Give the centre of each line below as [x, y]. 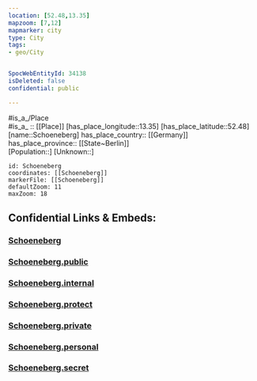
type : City [26, 38]
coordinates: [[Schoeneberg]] [58, 173]
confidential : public [44, 88]
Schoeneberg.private [50, 326]
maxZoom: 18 [28, 194]
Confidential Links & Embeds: [82, 218]
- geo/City [26, 52]
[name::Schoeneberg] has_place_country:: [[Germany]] [98, 135]
